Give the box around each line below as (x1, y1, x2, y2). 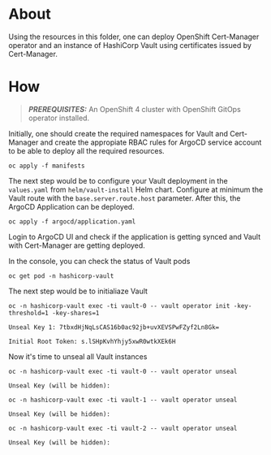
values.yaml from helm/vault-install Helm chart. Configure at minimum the (8, 184, 264, 194)
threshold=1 (8, 309, 49, 317)
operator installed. (28, 113, 90, 123)
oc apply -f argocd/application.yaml (8, 217, 136, 226)
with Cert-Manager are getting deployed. (8, 240, 146, 250)
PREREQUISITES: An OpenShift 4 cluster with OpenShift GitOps (28, 104, 241, 114)
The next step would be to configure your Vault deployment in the (8, 175, 229, 185)
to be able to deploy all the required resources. (8, 145, 165, 155)
